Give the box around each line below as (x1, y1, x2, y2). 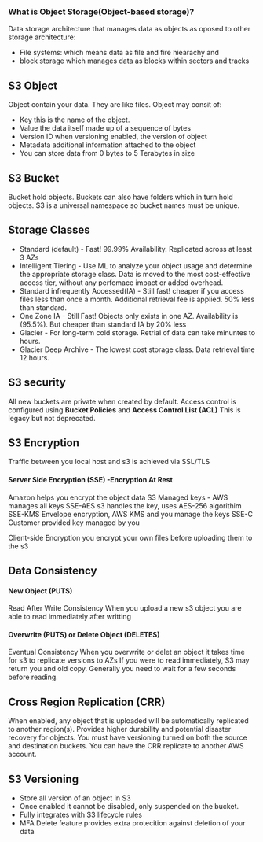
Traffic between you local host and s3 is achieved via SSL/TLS (8, 457, 210, 467)
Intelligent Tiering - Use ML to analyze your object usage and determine (19, 260, 253, 270)
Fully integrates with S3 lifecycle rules (19, 810, 143, 819)
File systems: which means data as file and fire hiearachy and (19, 48, 220, 57)
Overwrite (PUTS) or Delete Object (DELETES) (8, 630, 160, 639)
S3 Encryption (8, 436, 80, 449)
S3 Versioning (8, 772, 79, 785)
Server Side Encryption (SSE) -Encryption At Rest (8, 475, 173, 484)
